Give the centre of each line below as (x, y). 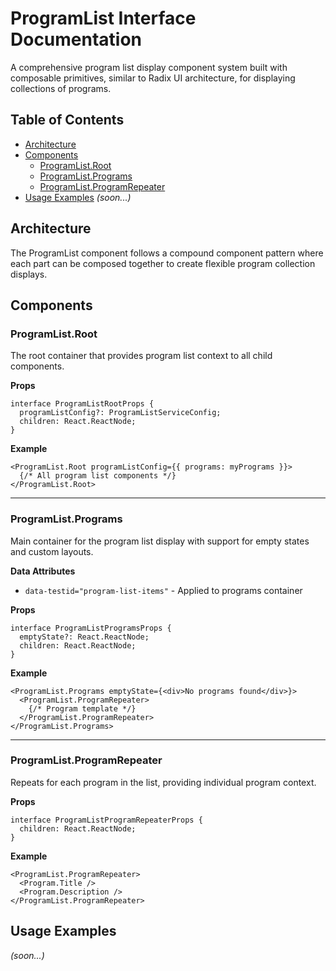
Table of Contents (67, 120)
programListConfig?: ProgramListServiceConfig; (120, 413)
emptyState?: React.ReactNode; (84, 637)
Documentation (76, 39)
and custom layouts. (52, 551)
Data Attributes (43, 571)
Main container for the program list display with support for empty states (160, 541)
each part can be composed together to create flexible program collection (163, 263)
